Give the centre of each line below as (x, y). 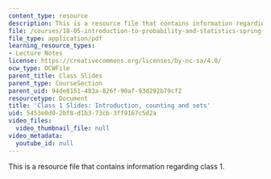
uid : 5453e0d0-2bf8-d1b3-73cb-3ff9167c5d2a (83, 114)
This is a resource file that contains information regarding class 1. (117, 166)
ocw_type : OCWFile (39, 69)
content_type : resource (48, 16)
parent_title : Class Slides (56, 76)
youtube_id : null (45, 143)
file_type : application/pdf (56, 38)
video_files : (30, 121)
